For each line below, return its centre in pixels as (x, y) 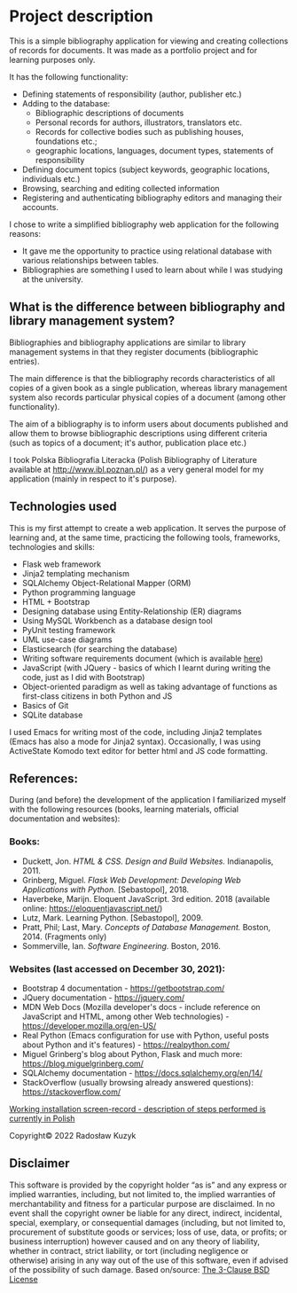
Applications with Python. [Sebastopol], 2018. (106, 889)
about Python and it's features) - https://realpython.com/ (126, 1045)
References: (43, 778)
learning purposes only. (52, 59)
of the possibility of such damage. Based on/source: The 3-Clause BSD (140, 1269)
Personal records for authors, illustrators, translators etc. (138, 122)
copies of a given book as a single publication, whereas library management (148, 388)
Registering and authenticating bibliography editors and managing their (152, 198)
